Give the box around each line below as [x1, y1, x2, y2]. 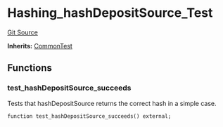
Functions [7, 62, 53, 74]
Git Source [7, 28, 39, 36]
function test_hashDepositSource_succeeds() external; [7, 112, 172, 120]
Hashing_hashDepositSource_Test [7, 5, 213, 21]
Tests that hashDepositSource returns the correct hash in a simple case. [7, 99, 217, 107]
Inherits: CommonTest [7, 41, 72, 50]
